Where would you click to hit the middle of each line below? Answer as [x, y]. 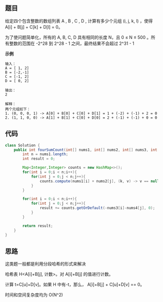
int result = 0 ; [39, 159]
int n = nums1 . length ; [45, 154]
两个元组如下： [18, 109]
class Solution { [23, 145]
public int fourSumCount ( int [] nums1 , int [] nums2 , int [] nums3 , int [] [88, 150]
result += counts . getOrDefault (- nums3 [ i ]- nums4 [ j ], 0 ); [97, 208]
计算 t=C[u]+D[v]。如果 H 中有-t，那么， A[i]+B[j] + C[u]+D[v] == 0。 [75, 284]
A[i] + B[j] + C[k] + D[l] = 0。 [34, 27]
